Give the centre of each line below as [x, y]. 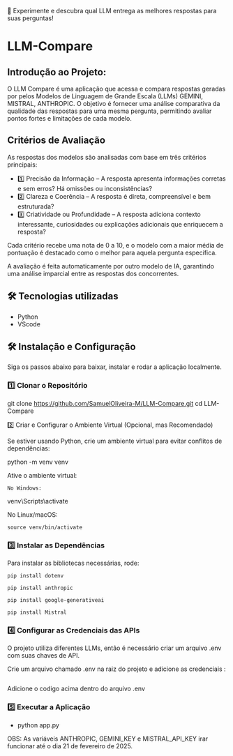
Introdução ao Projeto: [57, 72]
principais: [22, 165]
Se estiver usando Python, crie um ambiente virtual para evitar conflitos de [115, 441]
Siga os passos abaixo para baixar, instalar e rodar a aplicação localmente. [114, 367]
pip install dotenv [36, 576]
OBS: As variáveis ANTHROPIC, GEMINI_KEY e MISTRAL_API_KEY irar [108, 739]
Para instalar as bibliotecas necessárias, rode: [73, 563]
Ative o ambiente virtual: [42, 475]
